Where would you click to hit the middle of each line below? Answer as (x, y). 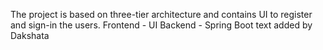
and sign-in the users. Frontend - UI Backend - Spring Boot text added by (161, 25)
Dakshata (30, 35)
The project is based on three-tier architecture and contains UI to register (161, 14)
